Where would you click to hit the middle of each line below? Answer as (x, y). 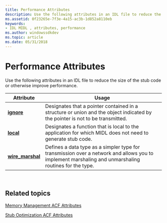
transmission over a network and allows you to (99, 153)
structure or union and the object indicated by (98, 112)
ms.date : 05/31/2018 (27, 42)
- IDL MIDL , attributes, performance (45, 28)
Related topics (28, 194)
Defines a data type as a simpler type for (92, 147)
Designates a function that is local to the (92, 126)
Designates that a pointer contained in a (91, 106)
